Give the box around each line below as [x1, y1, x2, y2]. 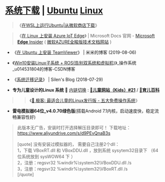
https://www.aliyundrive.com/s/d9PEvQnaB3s [17, 130, 111, 136]
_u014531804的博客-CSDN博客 [12, 66, 75, 72]
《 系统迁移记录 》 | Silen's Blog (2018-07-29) [12, 76, 103, 82]
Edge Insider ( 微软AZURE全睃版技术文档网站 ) [17, 38, 112, 45]
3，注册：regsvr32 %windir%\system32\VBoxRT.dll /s [17, 166, 128, 172]
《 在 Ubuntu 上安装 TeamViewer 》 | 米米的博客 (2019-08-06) [12, 49, 136, 55]
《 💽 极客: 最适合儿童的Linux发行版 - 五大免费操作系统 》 [29, 97, 140, 103]
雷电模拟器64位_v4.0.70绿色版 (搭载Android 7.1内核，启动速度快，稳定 [12, 108, 155, 114]
